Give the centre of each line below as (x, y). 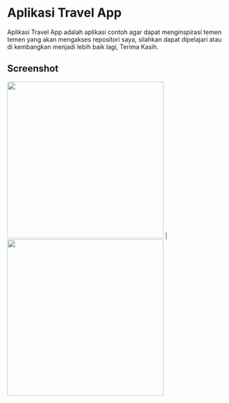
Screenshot (33, 68)
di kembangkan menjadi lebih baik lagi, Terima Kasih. (83, 47)
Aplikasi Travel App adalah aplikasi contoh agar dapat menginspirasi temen (114, 32)
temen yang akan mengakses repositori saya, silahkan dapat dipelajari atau (114, 39)
